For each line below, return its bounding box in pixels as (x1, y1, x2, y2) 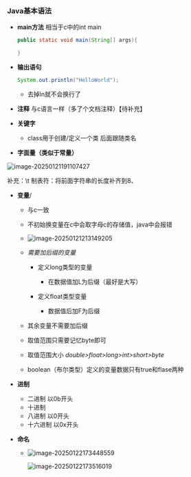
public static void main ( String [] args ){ (16, 36, 138, 44)
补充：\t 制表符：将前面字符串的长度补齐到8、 (7, 176, 137, 184)
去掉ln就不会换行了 (27, 89, 81, 98)
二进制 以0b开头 (27, 394, 74, 403)
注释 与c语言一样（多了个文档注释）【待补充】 (16, 105, 146, 113)
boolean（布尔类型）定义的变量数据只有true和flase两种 (27, 365, 184, 373)
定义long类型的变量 (37, 263, 93, 271)
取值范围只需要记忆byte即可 (27, 336, 106, 344)
